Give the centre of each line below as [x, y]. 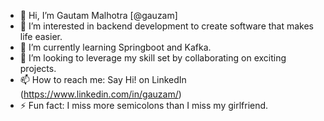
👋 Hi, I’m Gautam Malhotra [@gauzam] [98, 15]
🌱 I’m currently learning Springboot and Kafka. [115, 47]
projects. [38, 68]
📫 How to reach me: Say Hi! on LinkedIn [103, 79]
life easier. [41, 36]
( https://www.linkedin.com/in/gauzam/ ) [100, 94]
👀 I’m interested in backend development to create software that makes [167, 26]
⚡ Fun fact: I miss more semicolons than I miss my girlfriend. [144, 105]
